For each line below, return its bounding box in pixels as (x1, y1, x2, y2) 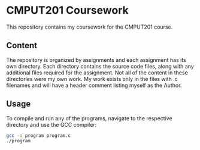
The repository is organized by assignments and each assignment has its (6, 56, 187, 63)
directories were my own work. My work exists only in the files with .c (6, 75, 178, 82)
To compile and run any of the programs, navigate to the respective (6, 114, 172, 122)
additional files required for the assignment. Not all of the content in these (6, 69, 189, 76)
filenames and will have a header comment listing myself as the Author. (6, 82, 182, 89)
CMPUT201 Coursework (6, 4, 129, 17)
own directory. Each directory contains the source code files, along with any (6, 62, 195, 70)
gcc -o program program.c (6, 132, 71, 139)
